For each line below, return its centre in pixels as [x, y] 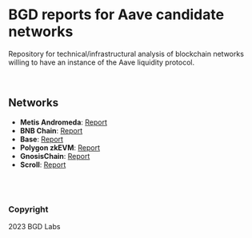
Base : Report [42, 139]
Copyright [28, 209]
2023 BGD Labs [34, 227]
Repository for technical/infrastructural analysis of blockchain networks [126, 54]
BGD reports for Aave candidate [116, 15]
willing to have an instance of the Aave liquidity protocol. [102, 62]
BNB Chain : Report [51, 130]
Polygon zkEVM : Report [60, 147]
